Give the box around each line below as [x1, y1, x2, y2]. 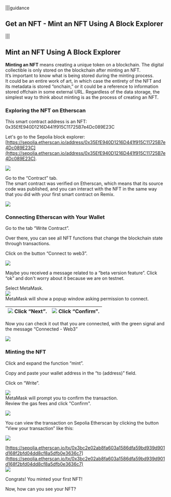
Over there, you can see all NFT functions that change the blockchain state [5, 235, 163, 241]
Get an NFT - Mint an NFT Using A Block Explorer [5, 19, 163, 28]
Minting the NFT [5, 348, 46, 356]
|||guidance [5, 5, 30, 11]
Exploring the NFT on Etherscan [5, 107, 86, 114]
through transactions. [5, 241, 51, 247]
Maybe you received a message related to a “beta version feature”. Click [5, 270, 157, 276]
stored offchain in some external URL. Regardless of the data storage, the [5, 88, 160, 94]
